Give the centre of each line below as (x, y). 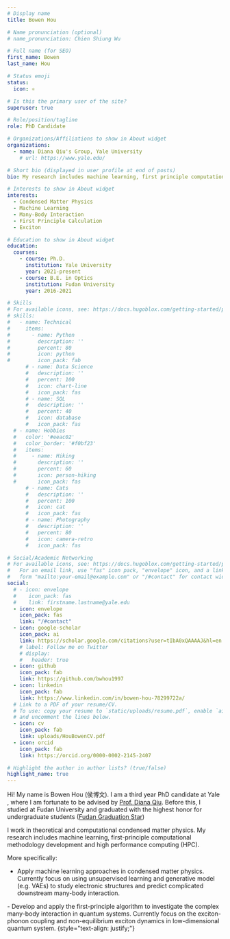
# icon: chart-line (56, 386)
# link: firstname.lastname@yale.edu (72, 602)
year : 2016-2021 (48, 291)
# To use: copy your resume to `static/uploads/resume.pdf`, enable (113, 711)
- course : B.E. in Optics (56, 278)
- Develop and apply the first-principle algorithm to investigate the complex (113, 907)
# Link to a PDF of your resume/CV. (65, 704)
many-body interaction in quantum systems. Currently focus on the (102, 914)
